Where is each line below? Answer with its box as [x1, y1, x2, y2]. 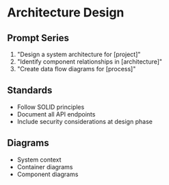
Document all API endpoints [16, 110, 96, 118]
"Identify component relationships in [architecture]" [16, 58, 163, 66]
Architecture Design [7, 5, 125, 21]
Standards [7, 84, 53, 97]
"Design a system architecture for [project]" [16, 50, 141, 58]
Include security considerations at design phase [16, 117, 153, 125]
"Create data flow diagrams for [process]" [16, 65, 136, 73]
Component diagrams [16, 170, 79, 178]
